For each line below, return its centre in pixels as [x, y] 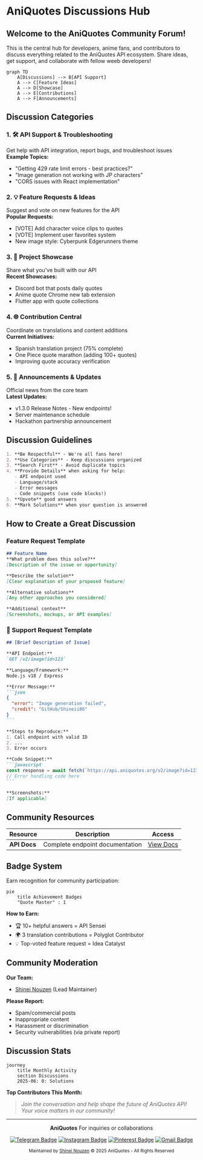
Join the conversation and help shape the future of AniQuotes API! [104, 1104]
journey [16, 1065]
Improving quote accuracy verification [62, 361]
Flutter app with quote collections [56, 301]
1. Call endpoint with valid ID [47, 737]
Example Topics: [27, 156]
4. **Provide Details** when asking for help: [66, 471]
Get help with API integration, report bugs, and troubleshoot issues [89, 150]
